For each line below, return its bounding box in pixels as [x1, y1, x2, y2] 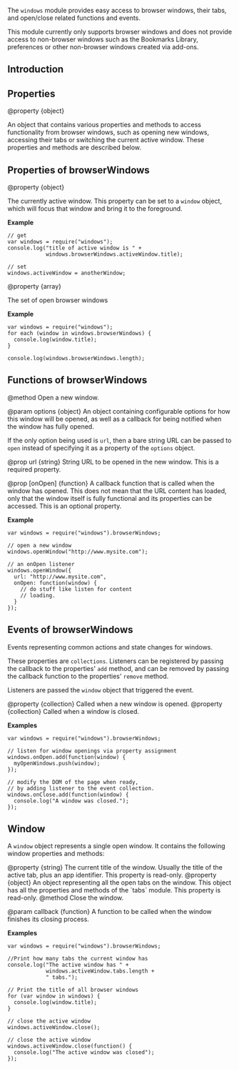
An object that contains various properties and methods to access [7, 121, 202, 129]
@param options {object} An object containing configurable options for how [7, 407, 230, 415]
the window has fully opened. [7, 422, 94, 431]
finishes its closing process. [7, 915, 89, 924]
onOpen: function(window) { [14, 579, 98, 587]
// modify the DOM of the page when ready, [7, 778, 139, 785]
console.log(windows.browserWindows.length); [7, 355, 145, 362]
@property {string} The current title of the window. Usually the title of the [7, 863, 223, 872]
